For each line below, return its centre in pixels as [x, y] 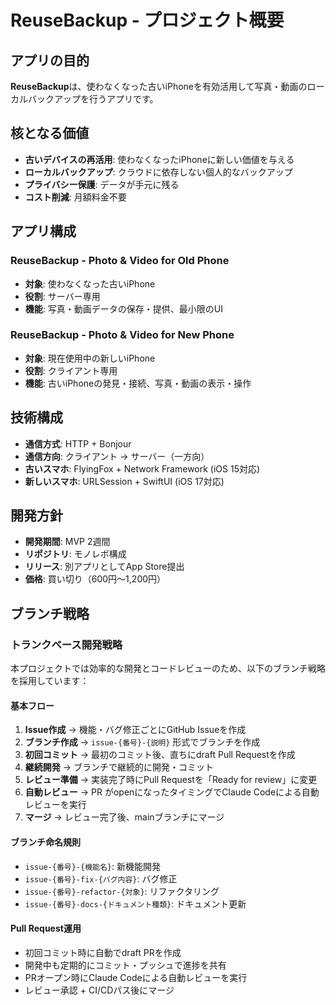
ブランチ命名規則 [45, 842]
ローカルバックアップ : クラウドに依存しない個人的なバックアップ [158, 172]
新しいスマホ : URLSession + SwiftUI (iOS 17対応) [124, 481]
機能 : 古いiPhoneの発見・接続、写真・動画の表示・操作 [138, 383]
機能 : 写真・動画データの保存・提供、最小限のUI [123, 308]
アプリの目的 [50, 60]
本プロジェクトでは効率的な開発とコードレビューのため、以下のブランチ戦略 [168, 668]
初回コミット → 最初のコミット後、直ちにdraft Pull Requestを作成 [160, 755]
